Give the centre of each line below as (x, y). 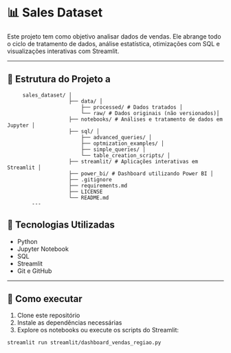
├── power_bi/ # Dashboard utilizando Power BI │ (141, 173)
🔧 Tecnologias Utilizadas (61, 225)
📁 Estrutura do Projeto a (59, 79)
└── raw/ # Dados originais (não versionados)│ (150, 113)
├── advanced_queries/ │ (117, 137)
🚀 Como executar (45, 299)
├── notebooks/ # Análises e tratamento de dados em (146, 119)
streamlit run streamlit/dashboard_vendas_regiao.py (84, 343)
